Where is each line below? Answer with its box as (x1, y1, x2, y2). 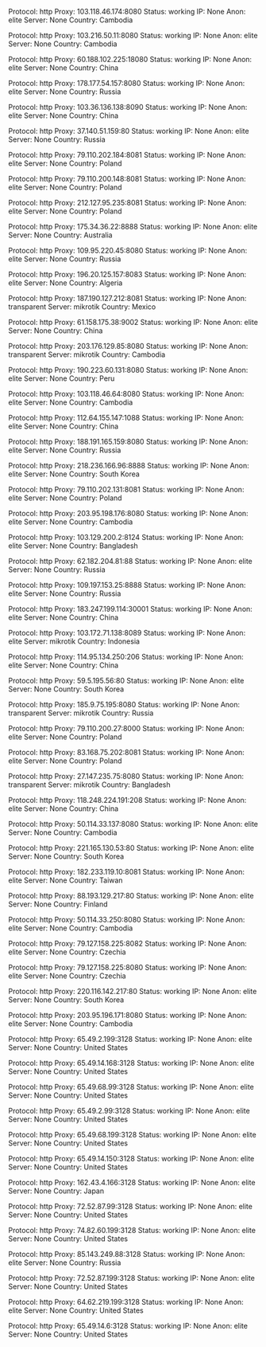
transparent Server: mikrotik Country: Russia (8, 708, 154, 718)
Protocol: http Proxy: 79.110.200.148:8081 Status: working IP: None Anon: (8, 174, 246, 183)
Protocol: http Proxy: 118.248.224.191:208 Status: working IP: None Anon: (8, 796, 247, 805)
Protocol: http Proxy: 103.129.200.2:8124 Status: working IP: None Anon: (8, 533, 245, 542)
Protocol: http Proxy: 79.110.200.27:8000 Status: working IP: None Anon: (8, 724, 245, 733)
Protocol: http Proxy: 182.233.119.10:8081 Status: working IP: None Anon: (8, 867, 245, 876)
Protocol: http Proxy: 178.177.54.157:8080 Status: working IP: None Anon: (8, 79, 245, 88)
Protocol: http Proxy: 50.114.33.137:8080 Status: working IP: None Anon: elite (8, 820, 259, 828)
